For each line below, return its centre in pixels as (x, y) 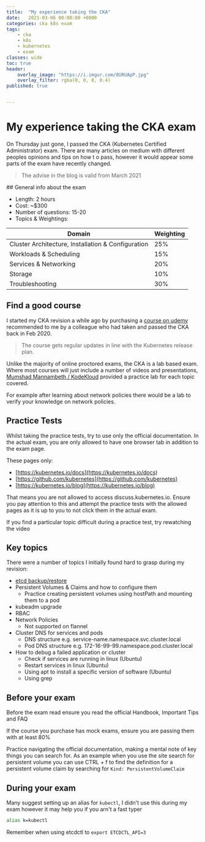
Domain (79, 233)
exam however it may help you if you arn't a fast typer (74, 809)
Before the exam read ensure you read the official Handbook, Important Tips (102, 712)
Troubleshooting (33, 284)
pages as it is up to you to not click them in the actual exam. (82, 510)
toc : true (19, 63)
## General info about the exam (47, 187)
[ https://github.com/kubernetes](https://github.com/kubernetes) (96, 479)
